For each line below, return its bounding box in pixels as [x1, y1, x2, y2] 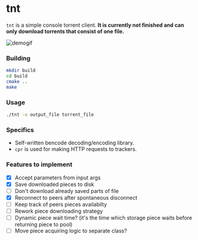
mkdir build [6, 68, 36, 74]
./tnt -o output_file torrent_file [6, 112, 94, 118]
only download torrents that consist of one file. [6, 27, 124, 34]
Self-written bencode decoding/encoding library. [14, 139, 135, 147]
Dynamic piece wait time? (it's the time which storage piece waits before [14, 214, 193, 221]
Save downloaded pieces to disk [14, 181, 95, 188]
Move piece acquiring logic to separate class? [14, 227, 127, 234]
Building [6, 54, 31, 62]
